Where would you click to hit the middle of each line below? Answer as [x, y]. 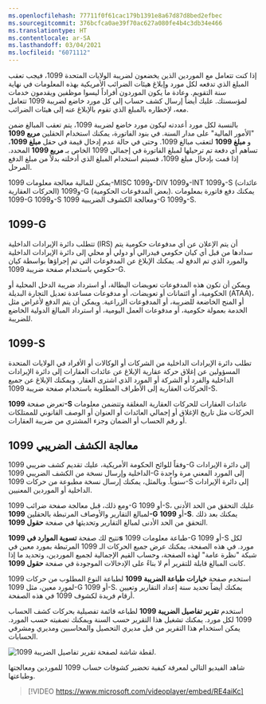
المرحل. [20, 167]
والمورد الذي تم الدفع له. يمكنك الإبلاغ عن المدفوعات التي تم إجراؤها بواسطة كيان [128, 261]
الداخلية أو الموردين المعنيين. [51, 490]
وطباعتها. [22, 676]
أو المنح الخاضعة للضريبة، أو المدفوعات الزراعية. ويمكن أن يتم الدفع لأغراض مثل [126, 301]
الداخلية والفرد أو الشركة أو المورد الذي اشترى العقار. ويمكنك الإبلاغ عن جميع [121, 380]
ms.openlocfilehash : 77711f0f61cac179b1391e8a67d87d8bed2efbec [115, 16]
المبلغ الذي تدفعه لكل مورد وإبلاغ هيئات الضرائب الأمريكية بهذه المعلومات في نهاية [129, 84]
